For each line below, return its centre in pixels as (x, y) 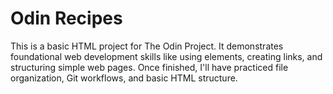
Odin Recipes (66, 18)
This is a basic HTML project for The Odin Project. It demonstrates (147, 46)
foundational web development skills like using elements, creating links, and (166, 56)
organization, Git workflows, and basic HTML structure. (124, 78)
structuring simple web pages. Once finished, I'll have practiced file (149, 67)
